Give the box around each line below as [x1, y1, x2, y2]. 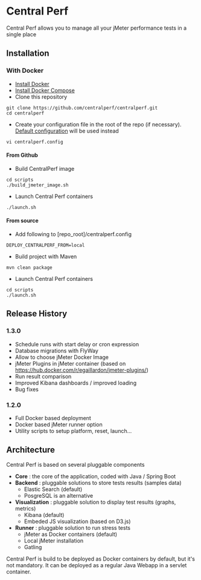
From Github [6, 151, 38, 159]
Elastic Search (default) [24, 486, 83, 493]
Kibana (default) [24, 511, 65, 518]
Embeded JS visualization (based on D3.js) [24, 518, 131, 525]
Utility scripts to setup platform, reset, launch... [14, 427, 132, 435]
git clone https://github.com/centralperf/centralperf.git [6, 105, 158, 111]
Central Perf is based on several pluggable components [6, 461, 145, 468]
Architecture [6, 445, 56, 455]
